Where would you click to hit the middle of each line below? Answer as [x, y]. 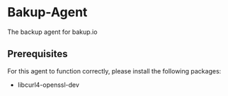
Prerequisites [38, 54]
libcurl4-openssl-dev [49, 85]
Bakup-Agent [47, 12]
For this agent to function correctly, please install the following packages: [114, 71]
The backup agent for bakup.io [52, 32]
